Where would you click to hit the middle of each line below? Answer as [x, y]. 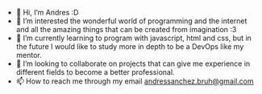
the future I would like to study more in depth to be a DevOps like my [130, 47]
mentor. [29, 55]
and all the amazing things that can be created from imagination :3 [126, 29]
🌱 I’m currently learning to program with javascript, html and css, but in [134, 38]
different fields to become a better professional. [95, 72]
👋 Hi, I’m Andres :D [47, 12]
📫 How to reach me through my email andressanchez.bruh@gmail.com [135, 81]
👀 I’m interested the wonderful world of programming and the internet [131, 21]
